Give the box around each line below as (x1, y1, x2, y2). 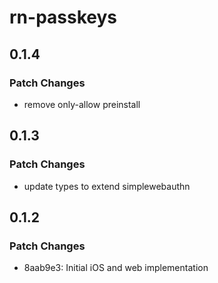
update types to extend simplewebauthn (23, 180, 191, 192)
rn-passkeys (9, 6, 118, 29)
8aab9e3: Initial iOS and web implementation (23, 262, 209, 274)
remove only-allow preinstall (23, 98, 141, 110)
